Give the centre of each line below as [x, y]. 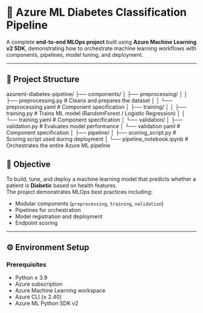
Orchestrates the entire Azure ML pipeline [58, 145]
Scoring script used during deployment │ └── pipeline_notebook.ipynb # [97, 139]
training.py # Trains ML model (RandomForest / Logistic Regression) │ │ [96, 113]
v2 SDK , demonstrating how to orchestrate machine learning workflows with [101, 48]
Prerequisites [26, 264]
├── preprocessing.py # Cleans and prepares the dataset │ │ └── [89, 100]
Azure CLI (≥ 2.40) [38, 297]
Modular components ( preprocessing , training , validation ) [89, 203]
